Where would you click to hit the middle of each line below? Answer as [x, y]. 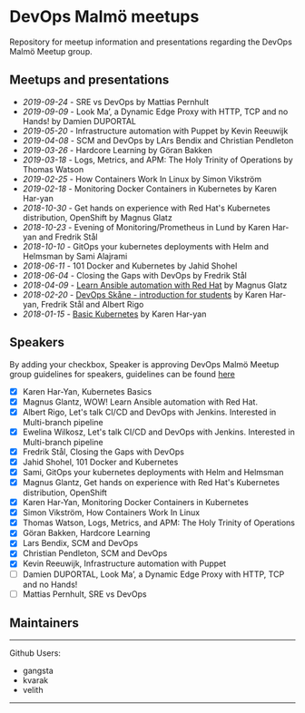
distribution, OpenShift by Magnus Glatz [97, 217]
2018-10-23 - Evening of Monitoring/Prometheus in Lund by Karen [146, 227]
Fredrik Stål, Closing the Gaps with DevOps [103, 452]
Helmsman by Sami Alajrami [75, 256]
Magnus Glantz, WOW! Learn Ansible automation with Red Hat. [140, 402]
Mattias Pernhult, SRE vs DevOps [84, 594]
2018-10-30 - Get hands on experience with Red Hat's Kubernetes [146, 208]
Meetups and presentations [89, 80]
